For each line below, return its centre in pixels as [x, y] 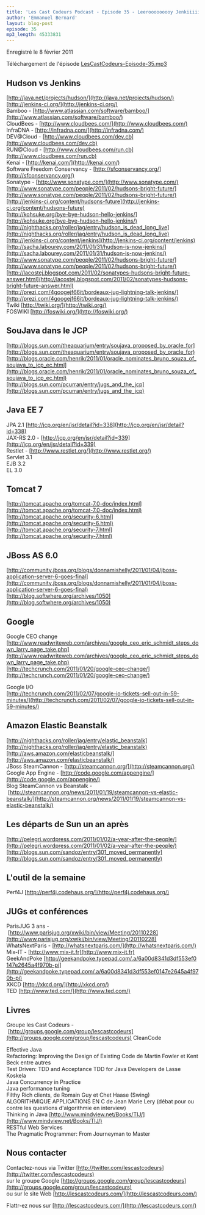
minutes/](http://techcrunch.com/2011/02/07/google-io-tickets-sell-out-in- [100, 700]
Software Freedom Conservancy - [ [51, 169]
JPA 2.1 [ [17, 425]
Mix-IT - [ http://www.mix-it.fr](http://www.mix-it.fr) [71, 952]
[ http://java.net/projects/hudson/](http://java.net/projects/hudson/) [90, 98]
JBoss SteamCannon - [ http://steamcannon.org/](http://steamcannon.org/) [101, 766]
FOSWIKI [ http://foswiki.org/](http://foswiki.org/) [67, 311]
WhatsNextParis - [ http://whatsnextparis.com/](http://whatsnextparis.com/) [101, 945]
